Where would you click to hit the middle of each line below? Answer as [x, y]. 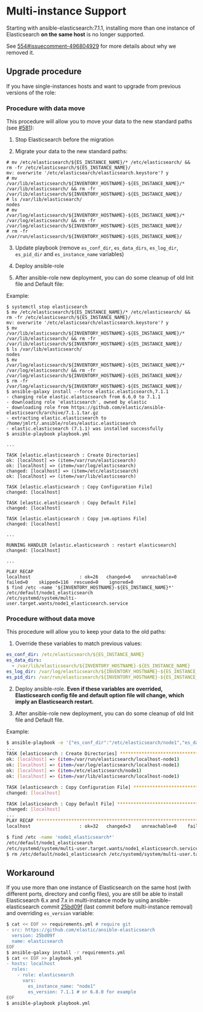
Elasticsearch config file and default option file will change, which [99, 695]
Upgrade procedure [44, 72]
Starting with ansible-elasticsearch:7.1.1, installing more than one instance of [101, 28]
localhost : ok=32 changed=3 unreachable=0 [92, 826]
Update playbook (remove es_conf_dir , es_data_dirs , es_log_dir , [96, 248]
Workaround [31, 873]
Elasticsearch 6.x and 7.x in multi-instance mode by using [78, 901]
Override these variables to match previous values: [78, 643]
